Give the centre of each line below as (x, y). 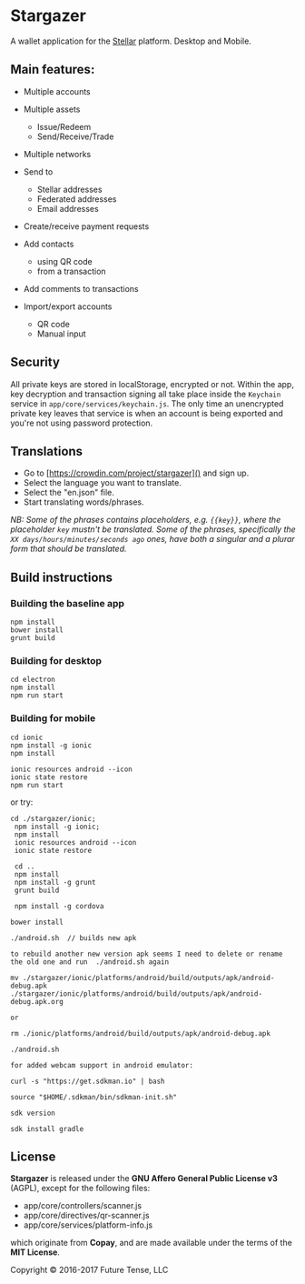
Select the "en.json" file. (69, 493)
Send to (38, 171)
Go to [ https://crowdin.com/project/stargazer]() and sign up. (136, 473)
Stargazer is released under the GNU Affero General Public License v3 (144, 1179)
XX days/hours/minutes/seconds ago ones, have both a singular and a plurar (153, 539)
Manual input (61, 334)
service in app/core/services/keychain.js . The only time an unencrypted (147, 403)
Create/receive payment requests (86, 226)
